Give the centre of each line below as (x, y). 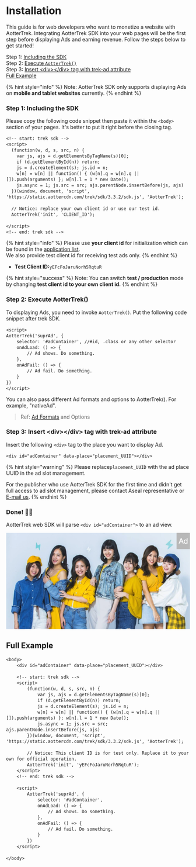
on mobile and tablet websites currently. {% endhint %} (74, 93)
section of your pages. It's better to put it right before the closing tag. (89, 127)
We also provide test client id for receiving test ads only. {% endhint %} (92, 255)
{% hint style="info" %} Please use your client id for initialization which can (97, 243)
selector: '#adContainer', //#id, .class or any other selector (96, 341)
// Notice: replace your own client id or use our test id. (86, 209)
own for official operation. (41, 759)
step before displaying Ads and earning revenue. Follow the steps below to (96, 39)
